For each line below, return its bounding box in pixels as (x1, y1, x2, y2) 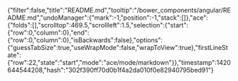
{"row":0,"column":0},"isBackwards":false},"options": (7, 36, 163, 44)
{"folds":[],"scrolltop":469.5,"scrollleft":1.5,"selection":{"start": (7, 21, 189, 29)
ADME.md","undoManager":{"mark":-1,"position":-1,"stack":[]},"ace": (7, 13, 208, 22)
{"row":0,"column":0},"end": (7, 28, 90, 37)
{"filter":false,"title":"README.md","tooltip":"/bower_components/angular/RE (7, 6, 231, 14)
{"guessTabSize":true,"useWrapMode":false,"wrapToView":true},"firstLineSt (7, 44, 229, 51)
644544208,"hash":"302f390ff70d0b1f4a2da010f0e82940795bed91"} (7, 66, 215, 74)
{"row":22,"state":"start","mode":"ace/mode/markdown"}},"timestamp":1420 (7, 58, 231, 66)
